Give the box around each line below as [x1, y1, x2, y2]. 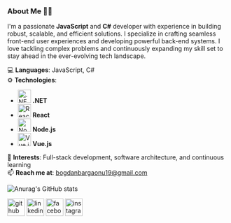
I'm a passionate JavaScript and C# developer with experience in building [7, 22, 222, 31]
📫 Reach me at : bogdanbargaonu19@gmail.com [7, 168, 148, 177]
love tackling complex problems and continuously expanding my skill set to [7, 45, 223, 53]
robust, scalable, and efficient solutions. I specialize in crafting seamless [7, 29, 216, 38]
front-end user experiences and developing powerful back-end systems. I [7, 37, 220, 45]
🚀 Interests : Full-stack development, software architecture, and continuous [7, 153, 224, 161]
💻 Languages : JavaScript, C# [7, 66, 95, 74]
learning [7, 161, 31, 169]
